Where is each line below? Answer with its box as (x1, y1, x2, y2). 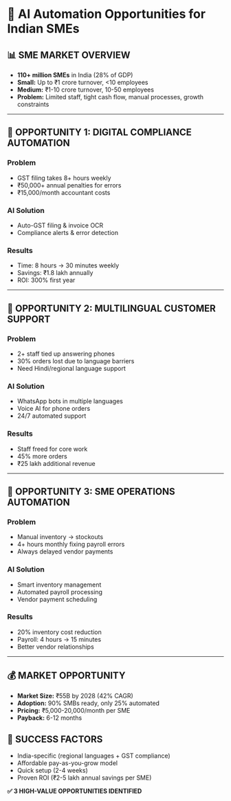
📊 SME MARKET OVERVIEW (7, 49, 131, 61)
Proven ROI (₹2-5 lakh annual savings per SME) (16, 773, 152, 782)
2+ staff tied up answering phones (16, 349, 115, 358)
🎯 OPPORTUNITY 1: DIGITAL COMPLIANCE (7, 127, 192, 139)
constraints (16, 100, 49, 108)
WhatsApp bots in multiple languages (16, 397, 124, 405)
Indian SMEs (7, 21, 80, 37)
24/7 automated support (16, 412, 87, 420)
